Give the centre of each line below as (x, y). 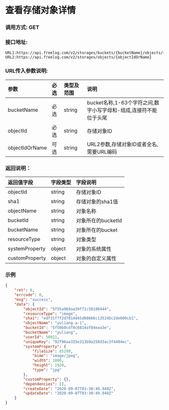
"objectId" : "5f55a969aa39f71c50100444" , (67, 309)
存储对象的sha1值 (97, 201)
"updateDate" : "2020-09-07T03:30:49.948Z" (68, 393)
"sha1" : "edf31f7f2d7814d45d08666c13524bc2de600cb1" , (81, 318)
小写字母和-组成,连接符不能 (125, 110)
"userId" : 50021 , (41, 337)
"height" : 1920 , (49, 365)
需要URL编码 (102, 152)
